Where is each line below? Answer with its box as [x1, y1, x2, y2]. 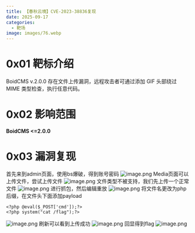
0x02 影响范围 [6, 108, 76, 121]
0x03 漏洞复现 [6, 150, 76, 163]
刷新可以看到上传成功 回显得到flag [39, 220, 155, 227]
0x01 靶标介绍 [6, 57, 74, 71]
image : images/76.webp [6, 30, 61, 36]
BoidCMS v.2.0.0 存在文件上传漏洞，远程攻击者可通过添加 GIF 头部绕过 [6, 78, 177, 85]
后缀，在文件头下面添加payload [6, 192, 82, 199]
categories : [6, 19, 35, 25]
